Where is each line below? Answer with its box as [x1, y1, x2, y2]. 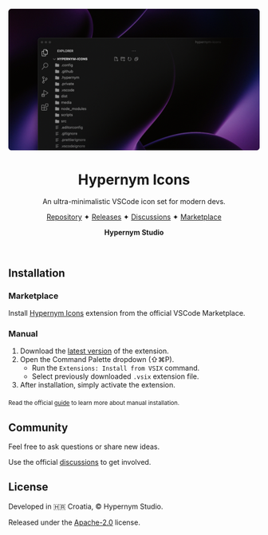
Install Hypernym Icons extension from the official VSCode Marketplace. [8, 309, 246, 318]
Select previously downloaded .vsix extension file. [31, 372, 199, 381]
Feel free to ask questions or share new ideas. [8, 442, 160, 451]
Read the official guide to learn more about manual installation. [8, 399, 179, 407]
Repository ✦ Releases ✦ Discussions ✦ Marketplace [46, 212, 222, 222]
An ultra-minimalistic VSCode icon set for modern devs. [42, 197, 226, 207]
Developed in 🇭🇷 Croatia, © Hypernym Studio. [8, 502, 164, 511]
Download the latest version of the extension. [19, 346, 169, 356]
